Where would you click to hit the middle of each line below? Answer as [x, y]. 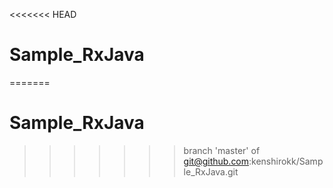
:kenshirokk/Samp [286, 161]
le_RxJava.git [211, 171]
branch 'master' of [222, 150]
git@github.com [216, 161]
